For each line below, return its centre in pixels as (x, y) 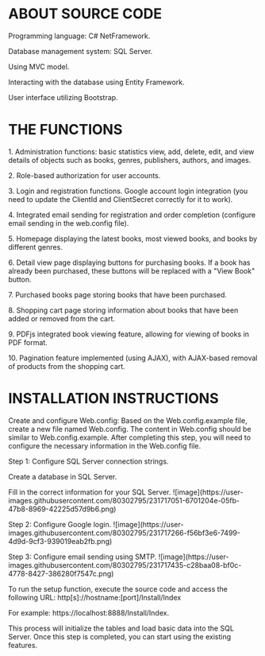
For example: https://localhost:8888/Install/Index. (88, 612)
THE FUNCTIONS (65, 130)
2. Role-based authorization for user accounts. (84, 175)
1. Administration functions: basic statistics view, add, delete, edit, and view (131, 151)
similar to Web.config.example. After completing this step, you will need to (130, 437)
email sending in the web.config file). (69, 223)
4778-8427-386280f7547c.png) (61, 573)
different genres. (36, 246)
